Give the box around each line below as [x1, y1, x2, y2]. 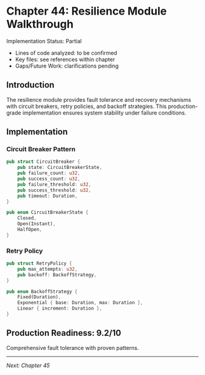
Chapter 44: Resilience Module [6, 4, 167, 18]
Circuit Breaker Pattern [6, 145, 76, 154]
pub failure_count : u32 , [17, 170, 81, 176]
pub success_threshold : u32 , [17, 187, 92, 193]
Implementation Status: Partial [6, 37, 82, 45]
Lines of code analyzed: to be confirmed [15, 49, 118, 56]
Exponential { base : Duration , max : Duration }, [17, 300, 143, 306]
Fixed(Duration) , [17, 294, 62, 300]
